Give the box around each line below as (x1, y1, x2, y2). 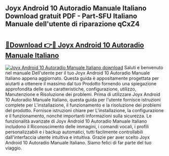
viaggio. (5, 145, 22, 151)
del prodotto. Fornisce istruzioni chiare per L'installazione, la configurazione (5, 108, 164, 113)
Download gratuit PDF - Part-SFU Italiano (5, 12, 138, 21)
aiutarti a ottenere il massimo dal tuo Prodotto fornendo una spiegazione (5, 81, 157, 86)
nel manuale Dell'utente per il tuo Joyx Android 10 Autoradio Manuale (5, 70, 150, 76)
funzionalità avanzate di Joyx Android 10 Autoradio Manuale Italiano (5, 118, 147, 124)
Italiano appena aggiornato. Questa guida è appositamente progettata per (5, 75, 159, 81)
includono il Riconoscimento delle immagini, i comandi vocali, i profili (5, 124, 149, 129)
